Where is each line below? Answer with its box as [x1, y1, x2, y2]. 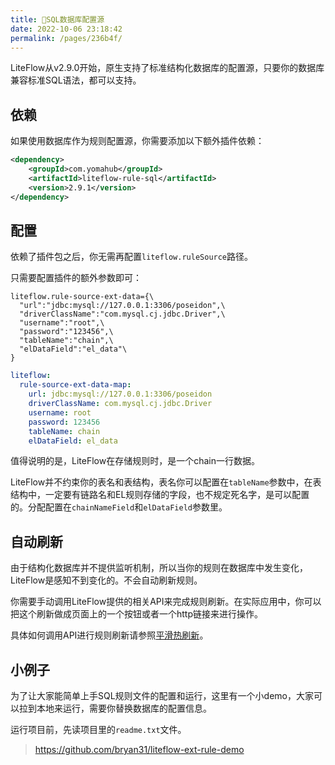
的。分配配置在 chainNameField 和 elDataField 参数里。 [10, 501, 228, 513]
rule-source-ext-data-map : [19, 380, 132, 390]
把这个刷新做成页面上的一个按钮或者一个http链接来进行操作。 [10, 608, 264, 620]
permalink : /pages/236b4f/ [10, 33, 123, 43]
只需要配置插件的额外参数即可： [10, 272, 142, 284]
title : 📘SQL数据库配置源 [10, 14, 105, 25]
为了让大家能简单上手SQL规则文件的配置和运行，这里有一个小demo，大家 [10, 690, 314, 701]
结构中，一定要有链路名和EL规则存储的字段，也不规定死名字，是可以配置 [10, 489, 310, 501]
